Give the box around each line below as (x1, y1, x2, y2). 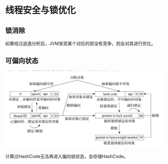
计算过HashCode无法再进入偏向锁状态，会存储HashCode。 (5, 153, 128, 159)
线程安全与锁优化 (5, 5, 76, 16)
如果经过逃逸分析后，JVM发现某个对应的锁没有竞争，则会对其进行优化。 (5, 41, 156, 46)
